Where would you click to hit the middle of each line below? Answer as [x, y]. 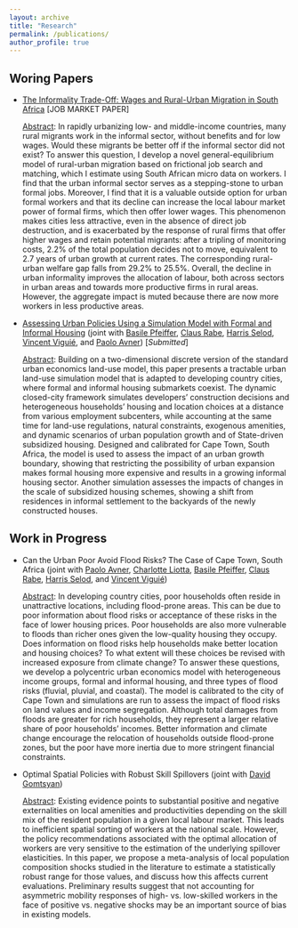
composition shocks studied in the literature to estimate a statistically [149, 867]
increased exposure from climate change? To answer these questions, [151, 662]
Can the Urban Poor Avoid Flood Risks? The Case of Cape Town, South [152, 560]
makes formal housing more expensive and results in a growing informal [154, 473]
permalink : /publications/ [59, 34]
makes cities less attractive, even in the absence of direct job [134, 221]
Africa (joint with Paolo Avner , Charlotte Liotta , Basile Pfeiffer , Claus [146, 569]
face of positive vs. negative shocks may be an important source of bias [154, 905]
